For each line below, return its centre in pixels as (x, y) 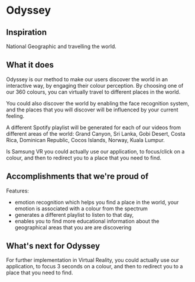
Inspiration (27, 32)
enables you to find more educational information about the (87, 221)
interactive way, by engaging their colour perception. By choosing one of (95, 85)
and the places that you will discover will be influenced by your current (92, 110)
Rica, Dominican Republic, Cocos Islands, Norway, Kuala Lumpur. (86, 140)
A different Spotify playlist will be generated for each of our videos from (94, 127)
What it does (30, 65)
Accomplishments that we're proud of (77, 176)
